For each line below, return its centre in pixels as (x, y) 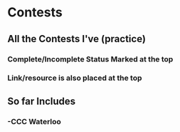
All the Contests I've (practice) (76, 39)
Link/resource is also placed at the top (75, 78)
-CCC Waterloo (35, 121)
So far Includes (42, 101)
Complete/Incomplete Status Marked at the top (90, 59)
